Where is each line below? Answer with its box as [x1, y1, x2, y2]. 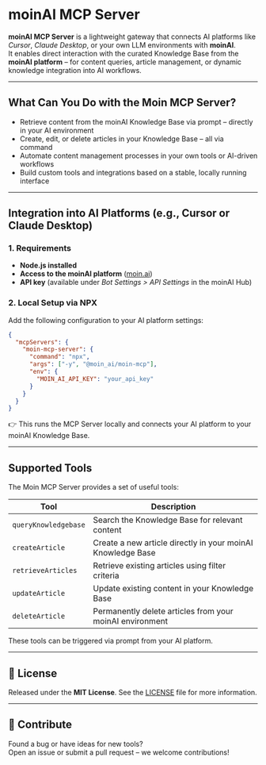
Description [150, 502, 196, 513]
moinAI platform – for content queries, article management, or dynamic [8, 57, 242, 67]
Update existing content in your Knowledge [93, 583, 254, 594]
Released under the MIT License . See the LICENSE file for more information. [8, 687, 257, 697]
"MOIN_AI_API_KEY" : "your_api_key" [36, 375, 154, 382]
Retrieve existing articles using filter [93, 560, 226, 571]
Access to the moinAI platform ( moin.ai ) [19, 269, 153, 279]
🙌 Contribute [8, 718, 73, 732]
